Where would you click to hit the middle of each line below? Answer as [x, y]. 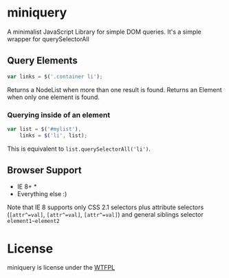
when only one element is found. [53, 97]
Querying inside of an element [59, 115]
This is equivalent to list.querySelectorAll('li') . [79, 149]
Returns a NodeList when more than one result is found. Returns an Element [115, 89]
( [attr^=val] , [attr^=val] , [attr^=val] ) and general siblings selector [106, 215]
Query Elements [42, 61]
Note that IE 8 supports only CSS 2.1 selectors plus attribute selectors [106, 207]
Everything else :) [42, 194]
